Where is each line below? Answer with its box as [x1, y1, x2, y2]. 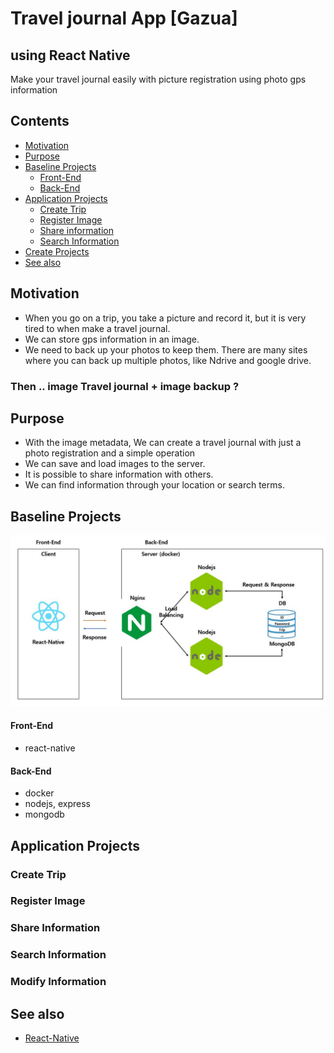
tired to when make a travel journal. [24, 322, 171, 334]
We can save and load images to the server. [24, 458, 206, 470]
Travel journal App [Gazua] [10, 7, 238, 30]
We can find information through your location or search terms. [24, 479, 285, 491]
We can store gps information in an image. [24, 333, 200, 345]
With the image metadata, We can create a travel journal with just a [24, 437, 302, 449]
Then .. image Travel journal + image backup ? [10, 379, 240, 393]
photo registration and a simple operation [24, 447, 196, 459]
